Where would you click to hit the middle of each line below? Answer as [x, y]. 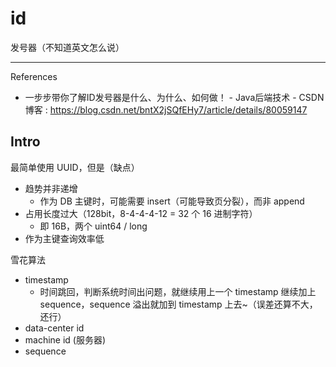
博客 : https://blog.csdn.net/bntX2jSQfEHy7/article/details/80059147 [166, 109]
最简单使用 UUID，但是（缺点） [75, 167]
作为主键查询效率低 [64, 238]
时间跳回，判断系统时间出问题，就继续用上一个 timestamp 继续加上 [178, 291]
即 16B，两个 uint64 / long [93, 226]
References [34, 76]
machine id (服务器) [65, 339]
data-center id [54, 328]
